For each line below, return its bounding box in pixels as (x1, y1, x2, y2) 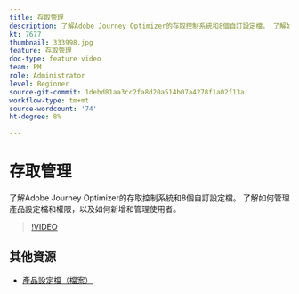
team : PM (9, 63, 42, 72)
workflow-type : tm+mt (9, 95, 90, 105)
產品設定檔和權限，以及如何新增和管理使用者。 (9, 204, 181, 215)
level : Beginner (9, 79, 69, 88)
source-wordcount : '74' (9, 104, 98, 113)
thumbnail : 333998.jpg (9, 37, 93, 47)
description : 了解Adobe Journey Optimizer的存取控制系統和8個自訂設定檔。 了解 (9, 21, 287, 30)
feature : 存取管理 (9, 46, 73, 55)
